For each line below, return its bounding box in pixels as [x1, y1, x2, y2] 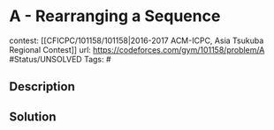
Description [9, 79, 75, 94]
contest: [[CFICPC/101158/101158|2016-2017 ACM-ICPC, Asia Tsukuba [9, 35, 264, 46]
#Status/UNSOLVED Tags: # [9, 54, 112, 64]
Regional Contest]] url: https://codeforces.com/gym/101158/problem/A [9, 44, 265, 54]
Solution [9, 109, 57, 124]
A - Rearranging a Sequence [9, 6, 221, 26]
